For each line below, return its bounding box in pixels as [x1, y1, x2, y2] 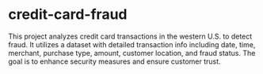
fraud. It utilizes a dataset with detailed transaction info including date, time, [8, 39, 256, 49]
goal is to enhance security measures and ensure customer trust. [8, 57, 221, 66]
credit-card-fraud [8, 6, 128, 24]
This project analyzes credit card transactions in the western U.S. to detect [8, 31, 253, 41]
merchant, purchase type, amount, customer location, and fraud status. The [8, 48, 256, 57]
